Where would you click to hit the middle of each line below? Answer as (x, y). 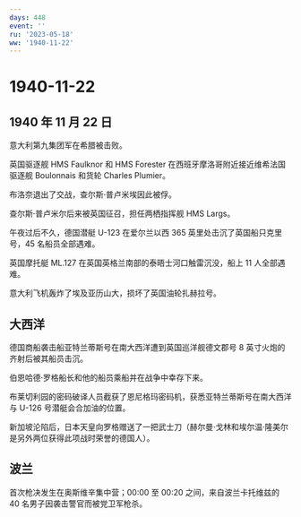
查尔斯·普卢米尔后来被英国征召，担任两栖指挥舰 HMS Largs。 (122, 214)
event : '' (28, 26)
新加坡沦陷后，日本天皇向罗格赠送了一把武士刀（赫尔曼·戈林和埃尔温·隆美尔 (149, 427)
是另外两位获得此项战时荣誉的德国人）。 (82, 438)
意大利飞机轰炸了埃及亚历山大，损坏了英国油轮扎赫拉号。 (115, 293)
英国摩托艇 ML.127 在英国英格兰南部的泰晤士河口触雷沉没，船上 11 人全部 (143, 263)
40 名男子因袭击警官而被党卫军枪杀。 (78, 504)
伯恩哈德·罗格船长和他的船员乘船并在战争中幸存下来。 (109, 378)
